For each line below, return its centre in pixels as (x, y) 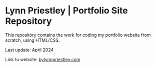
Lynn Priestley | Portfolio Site (67, 11)
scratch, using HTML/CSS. (32, 40)
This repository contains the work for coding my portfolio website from (78, 35)
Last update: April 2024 (29, 50)
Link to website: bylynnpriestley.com (43, 59)
